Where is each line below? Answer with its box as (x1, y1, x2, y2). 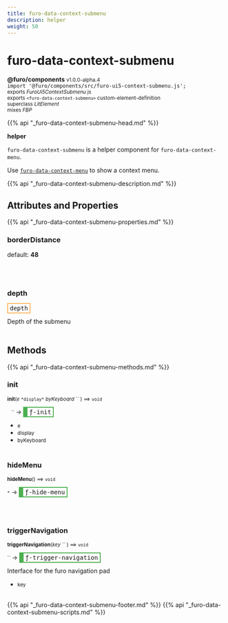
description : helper (7, 17, 67, 23)
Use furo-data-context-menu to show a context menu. (7, 166, 160, 174)
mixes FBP (7, 107, 32, 114)
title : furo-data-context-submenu (7, 10, 107, 17)
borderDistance (7, 235, 61, 245)
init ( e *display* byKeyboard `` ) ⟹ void (7, 396, 103, 402)
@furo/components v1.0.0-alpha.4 (7, 75, 101, 83)
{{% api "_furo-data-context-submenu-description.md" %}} (7, 180, 177, 188)
